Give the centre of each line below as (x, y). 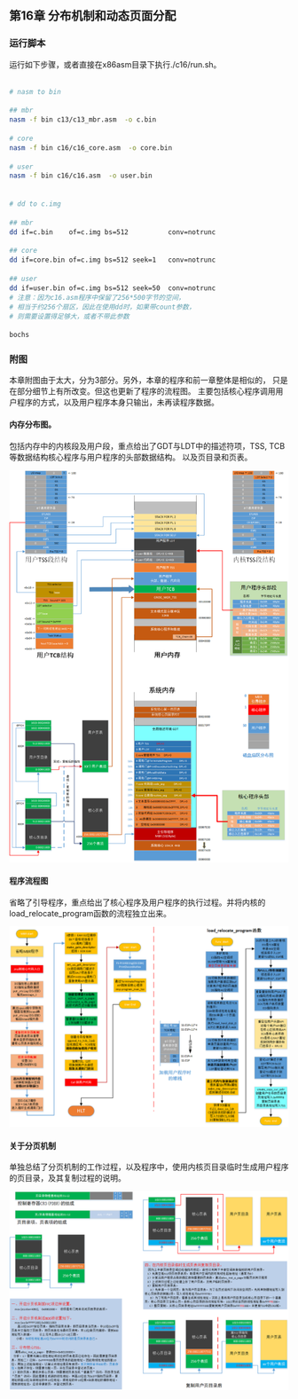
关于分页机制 (32, 1145)
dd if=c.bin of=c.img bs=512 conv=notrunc (113, 232)
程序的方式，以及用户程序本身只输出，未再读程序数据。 (118, 403)
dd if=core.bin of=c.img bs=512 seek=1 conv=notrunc (113, 260)
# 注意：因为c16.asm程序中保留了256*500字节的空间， (97, 297)
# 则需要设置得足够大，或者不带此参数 (70, 316)
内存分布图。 (32, 425)
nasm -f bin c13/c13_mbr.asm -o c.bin (83, 120)
